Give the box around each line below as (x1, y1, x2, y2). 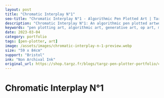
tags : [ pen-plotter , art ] (5, 39, 58, 44)
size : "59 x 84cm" (5, 48, 42, 53)
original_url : (5, 61, 34, 66)
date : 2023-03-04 (5, 30, 41, 35)
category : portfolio (5, 35, 47, 39)
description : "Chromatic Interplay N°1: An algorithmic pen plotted (5, 20, 147, 26)
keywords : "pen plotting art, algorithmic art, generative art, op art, (5, 25, 156, 30)
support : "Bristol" (5, 52, 45, 58)
